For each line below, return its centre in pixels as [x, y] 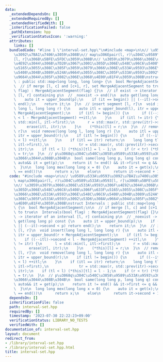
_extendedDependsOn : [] [33, 14]
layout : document [23, 334]
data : [10, 9]
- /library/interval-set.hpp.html [40, 347]
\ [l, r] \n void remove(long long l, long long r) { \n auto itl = [87, 253]
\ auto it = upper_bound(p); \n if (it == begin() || [75, 100]
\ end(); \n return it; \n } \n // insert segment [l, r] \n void [84, 104]
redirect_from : [20, 338]
